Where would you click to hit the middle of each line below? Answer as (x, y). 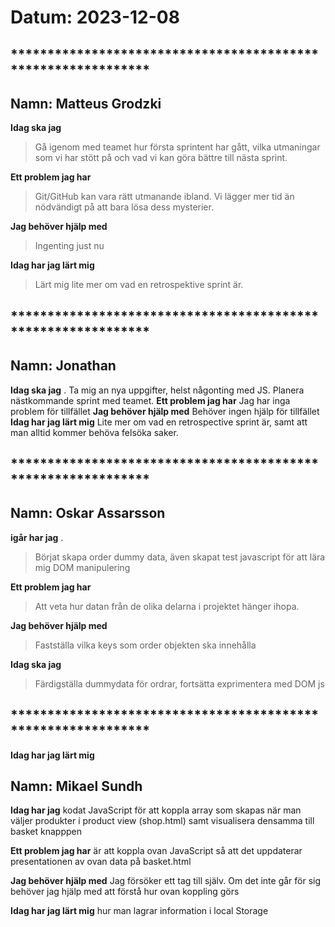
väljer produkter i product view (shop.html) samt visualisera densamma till (162, 821)
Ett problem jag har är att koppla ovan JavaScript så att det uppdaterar (156, 851)
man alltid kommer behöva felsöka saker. (94, 432)
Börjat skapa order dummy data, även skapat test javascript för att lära (180, 557)
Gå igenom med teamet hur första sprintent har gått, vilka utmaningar (177, 147)
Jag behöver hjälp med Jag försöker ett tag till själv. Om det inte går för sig (166, 881)
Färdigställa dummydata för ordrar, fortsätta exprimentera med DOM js (179, 683)
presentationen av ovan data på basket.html (101, 862)
